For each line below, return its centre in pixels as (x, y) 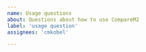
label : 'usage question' (42, 26)
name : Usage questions (39, 13)
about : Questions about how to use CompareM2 (73, 20)
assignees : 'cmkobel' (38, 32)
